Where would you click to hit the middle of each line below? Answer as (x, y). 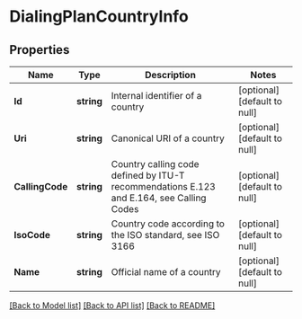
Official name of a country (166, 272)
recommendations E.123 (163, 186)
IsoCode (32, 235)
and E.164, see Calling (159, 198)
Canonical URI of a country (168, 138)
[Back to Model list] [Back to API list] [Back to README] (112, 306)
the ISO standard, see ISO (165, 235)
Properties (40, 50)
